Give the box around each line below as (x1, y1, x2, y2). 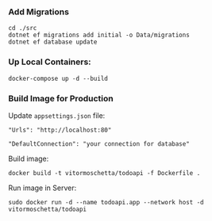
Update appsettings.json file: (8, 110, 106, 120)
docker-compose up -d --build (8, 74, 109, 82)
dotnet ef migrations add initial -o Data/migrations (8, 31, 191, 40)
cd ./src (8, 25, 37, 32)
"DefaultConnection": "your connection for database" (8, 139, 191, 148)
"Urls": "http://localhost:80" (8, 126, 112, 134)
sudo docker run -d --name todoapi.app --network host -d (8, 198, 204, 206)
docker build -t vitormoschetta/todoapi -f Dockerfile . (8, 169, 201, 177)
